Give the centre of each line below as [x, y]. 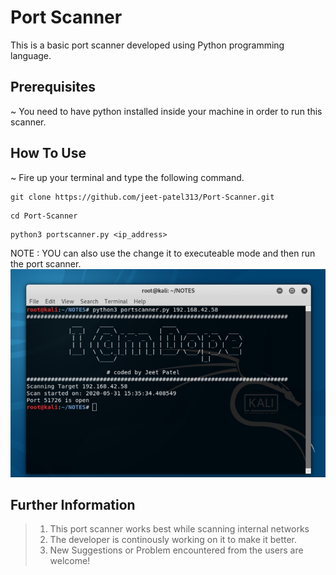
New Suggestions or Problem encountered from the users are [176, 550]
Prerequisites [53, 87]
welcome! [70, 561]
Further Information [73, 505]
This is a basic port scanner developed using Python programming [147, 45]
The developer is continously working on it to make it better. [173, 540]
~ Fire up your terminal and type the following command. [127, 177]
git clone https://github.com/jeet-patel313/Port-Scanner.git [142, 197]
